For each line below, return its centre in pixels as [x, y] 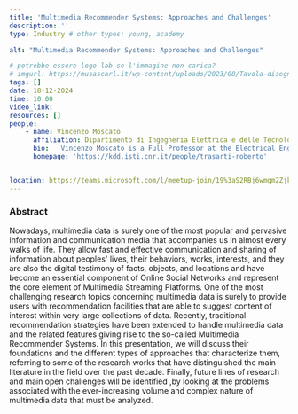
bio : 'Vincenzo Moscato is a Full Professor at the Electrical [154, 148]
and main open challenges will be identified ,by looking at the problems [139, 381]
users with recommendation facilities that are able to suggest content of [141, 306]
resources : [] [35, 115]
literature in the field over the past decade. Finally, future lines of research [145, 371]
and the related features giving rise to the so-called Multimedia [124, 334]
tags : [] [25, 82]
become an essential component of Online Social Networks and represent [144, 277]
